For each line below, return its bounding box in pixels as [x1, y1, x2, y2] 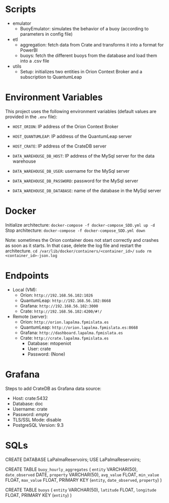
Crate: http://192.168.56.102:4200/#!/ [20, 308, 102, 314]
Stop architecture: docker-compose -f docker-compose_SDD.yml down [5, 227, 145, 233]
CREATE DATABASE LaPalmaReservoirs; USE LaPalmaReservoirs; [5, 456, 141, 463]
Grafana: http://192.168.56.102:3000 [20, 303, 98, 309]
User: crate [27, 345, 51, 351]
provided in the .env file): [5, 114, 58, 120]
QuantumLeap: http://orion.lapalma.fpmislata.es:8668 [20, 324, 138, 330]
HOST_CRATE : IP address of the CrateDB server [12, 143, 107, 149]
